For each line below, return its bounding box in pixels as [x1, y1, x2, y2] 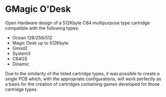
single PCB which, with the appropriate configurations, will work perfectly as [5, 76, 162, 82]
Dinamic [12, 61, 30, 67]
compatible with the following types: [5, 25, 79, 31]
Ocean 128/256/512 [12, 35, 53, 41]
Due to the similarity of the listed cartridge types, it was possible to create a [5, 70, 160, 76]
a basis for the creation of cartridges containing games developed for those [5, 81, 160, 87]
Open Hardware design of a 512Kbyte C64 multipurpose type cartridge [5, 20, 150, 26]
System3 [12, 50, 31, 56]
